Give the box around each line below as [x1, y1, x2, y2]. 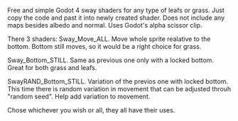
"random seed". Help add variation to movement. [7, 92, 151, 100]
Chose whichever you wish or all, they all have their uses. [7, 106, 175, 114]
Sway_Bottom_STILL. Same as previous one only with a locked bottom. [7, 56, 215, 64]
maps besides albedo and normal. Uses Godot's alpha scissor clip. [7, 21, 202, 29]
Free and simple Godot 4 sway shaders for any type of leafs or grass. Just [7, 6, 225, 14]
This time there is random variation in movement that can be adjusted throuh [7, 85, 232, 93]
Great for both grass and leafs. [7, 64, 97, 71]
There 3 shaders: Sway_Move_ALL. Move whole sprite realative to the [7, 35, 211, 43]
